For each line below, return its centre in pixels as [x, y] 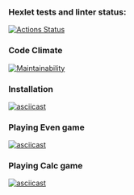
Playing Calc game [46, 166]
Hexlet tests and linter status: [67, 12]
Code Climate [36, 51]
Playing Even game [46, 127]
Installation [31, 89]
